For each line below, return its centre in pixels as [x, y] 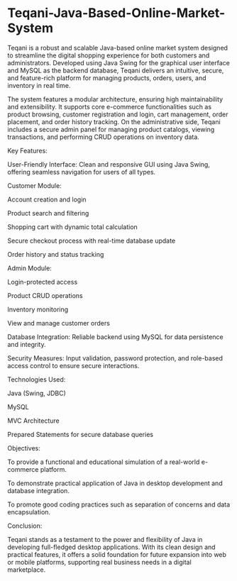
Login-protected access [43, 282]
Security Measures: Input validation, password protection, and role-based [115, 358]
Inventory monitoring [38, 309]
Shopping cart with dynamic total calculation [73, 227]
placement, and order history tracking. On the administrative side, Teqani [114, 121]
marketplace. [27, 570]
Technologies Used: [37, 379]
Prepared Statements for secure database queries [81, 434]
